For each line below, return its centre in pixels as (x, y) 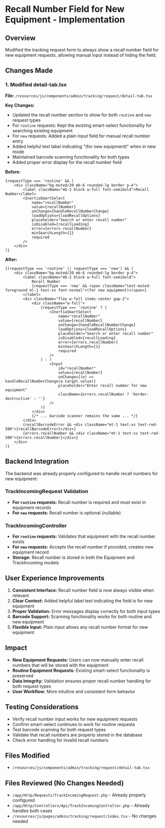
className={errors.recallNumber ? (94, 394)
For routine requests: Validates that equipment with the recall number (84, 537)
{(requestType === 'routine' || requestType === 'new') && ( (69, 269)
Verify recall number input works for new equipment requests (75, 719)
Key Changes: (20, 105)
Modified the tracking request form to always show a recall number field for (82, 50)
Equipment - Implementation (65, 20)
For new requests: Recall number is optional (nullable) (66, 513)
